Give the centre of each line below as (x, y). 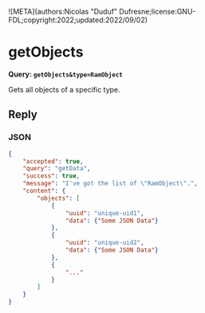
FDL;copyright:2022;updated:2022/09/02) (78, 20)
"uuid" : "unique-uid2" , (105, 243)
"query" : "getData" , (57, 169)
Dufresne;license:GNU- (158, 12)
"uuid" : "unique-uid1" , (105, 213)
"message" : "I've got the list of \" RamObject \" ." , (110, 184)
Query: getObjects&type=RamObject (66, 74)
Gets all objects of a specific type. (65, 89)
